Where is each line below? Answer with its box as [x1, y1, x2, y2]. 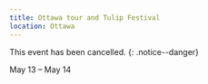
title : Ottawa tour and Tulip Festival [9, 13, 161, 23]
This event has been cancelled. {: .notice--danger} [9, 46, 200, 57]
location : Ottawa [9, 22, 75, 31]
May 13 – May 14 [9, 64, 72, 75]
